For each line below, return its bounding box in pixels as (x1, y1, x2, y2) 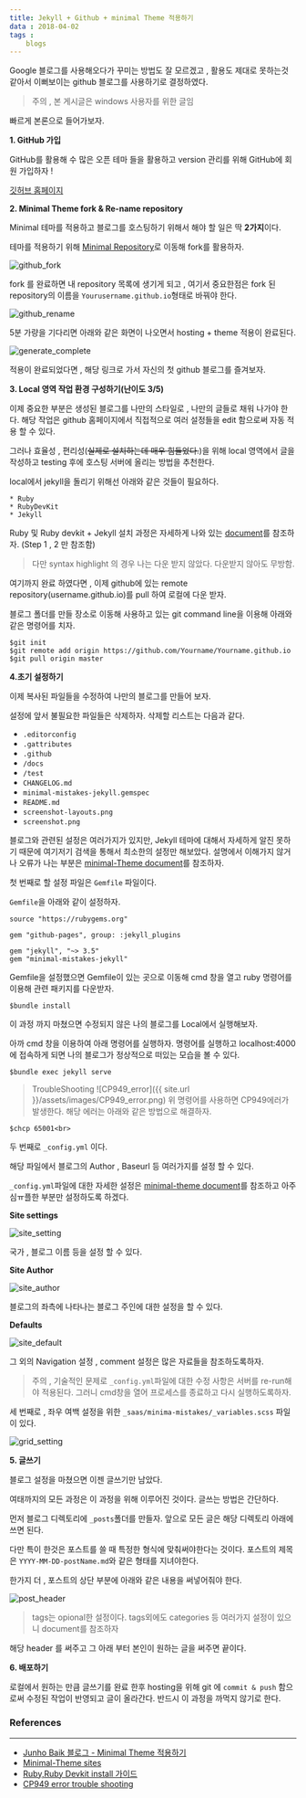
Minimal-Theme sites (22, 1757, 102, 1768)
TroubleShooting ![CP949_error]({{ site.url (31, 1084, 190, 1095)
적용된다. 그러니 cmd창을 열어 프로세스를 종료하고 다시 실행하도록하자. (41, 1387, 291, 1398)
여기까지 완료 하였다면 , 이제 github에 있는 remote (9, 577, 189, 589)
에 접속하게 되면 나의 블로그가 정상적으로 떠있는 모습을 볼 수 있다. (9, 1050, 240, 1061)
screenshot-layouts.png (22, 808, 114, 818)
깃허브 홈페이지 (9, 185, 64, 196)
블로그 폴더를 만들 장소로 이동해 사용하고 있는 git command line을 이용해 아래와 (9, 608, 293, 619)
